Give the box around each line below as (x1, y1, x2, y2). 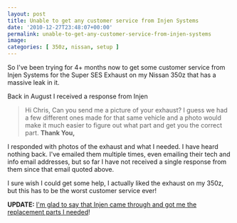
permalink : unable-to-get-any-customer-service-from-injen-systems (7, 30, 212, 38)
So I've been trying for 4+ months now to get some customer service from (7, 63, 226, 71)
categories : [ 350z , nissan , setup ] (7, 43, 120, 51)
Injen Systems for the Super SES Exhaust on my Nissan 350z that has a (7, 71, 216, 79)
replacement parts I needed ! (7, 208, 90, 216)
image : (7, 37, 27, 44)
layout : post (7, 10, 46, 18)
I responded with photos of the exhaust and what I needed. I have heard (7, 142, 218, 150)
